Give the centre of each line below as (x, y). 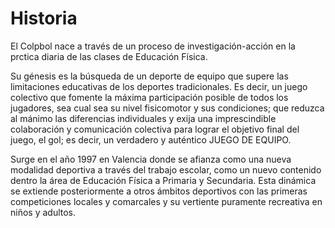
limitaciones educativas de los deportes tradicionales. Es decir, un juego (159, 86)
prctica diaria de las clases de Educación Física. (109, 56)
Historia (44, 18)
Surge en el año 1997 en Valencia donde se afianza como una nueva (151, 159)
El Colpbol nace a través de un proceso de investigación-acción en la (153, 46)
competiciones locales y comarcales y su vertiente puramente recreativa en (166, 201)
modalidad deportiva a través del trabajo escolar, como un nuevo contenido (166, 169)
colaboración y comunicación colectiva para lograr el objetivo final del (155, 129)
